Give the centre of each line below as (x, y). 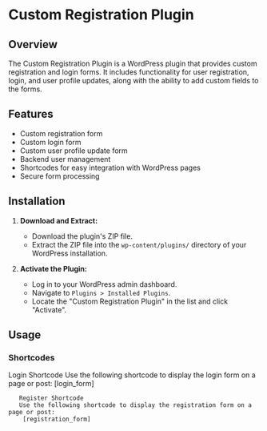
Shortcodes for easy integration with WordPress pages (110, 167)
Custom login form (50, 142)
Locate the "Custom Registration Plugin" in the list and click (130, 301)
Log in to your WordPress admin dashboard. (104, 284)
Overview (33, 44)
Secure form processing (60, 176)
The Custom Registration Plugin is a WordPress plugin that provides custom (133, 63)
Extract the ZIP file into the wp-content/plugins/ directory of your (139, 244)
